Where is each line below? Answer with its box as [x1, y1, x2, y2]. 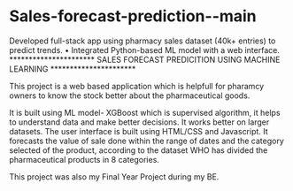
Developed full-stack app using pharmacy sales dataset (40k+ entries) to [9, 35, 276, 46]
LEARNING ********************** [9, 64, 136, 74]
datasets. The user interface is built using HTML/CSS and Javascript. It [9, 126, 268, 136]
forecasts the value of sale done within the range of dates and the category [9, 135, 285, 146]
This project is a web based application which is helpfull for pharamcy [9, 80, 265, 91]
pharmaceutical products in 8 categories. [9, 154, 159, 164]
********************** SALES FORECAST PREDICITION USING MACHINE [9, 54, 281, 65]
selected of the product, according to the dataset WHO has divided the [9, 144, 268, 156]
